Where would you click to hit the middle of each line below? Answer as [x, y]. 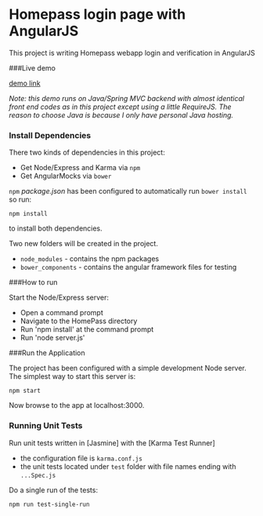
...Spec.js [38, 475]
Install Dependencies [50, 135]
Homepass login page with [97, 15]
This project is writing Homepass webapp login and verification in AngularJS [132, 53]
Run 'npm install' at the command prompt [87, 329]
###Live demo [32, 67]
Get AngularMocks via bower [66, 176]
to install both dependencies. [56, 228]
